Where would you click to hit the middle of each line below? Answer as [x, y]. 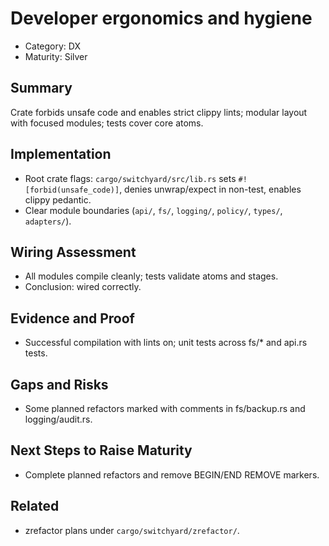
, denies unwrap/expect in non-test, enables [210, 189]
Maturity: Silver [56, 56]
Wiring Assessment [73, 252]
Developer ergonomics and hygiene [161, 18]
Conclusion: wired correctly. [83, 287]
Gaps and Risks [59, 384]
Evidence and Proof [72, 318]
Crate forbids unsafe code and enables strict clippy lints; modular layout [159, 112]
